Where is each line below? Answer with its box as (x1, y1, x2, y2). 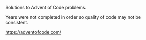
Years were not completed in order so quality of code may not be (5, 14, 141, 20)
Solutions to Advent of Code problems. (5, 5, 87, 10)
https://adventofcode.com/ (5, 29, 62, 35)
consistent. (5, 20, 29, 25)
